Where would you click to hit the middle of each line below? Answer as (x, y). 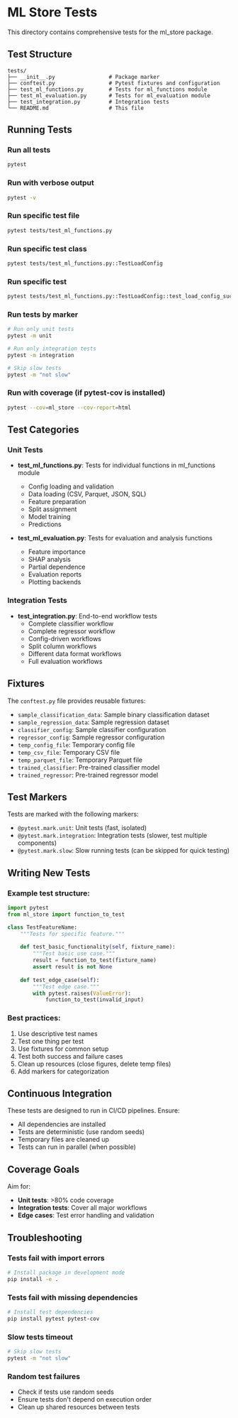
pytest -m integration (41, 355)
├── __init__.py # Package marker (84, 77)
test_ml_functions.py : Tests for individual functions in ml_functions (117, 465)
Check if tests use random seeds (66, 1392)
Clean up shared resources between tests (79, 1407)
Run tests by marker (43, 315)
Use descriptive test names (57, 1033)
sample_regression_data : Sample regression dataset (93, 722)
